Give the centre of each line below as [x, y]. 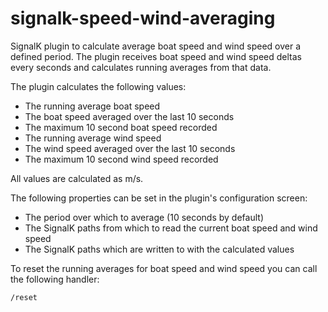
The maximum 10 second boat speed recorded [121, 127]
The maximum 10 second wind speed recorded [121, 159]
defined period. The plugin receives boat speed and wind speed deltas [156, 56]
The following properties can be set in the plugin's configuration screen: [159, 198]
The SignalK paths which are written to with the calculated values [159, 249]
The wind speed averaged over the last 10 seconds [130, 148]
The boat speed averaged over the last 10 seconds [129, 116]
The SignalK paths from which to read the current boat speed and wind [171, 228]
